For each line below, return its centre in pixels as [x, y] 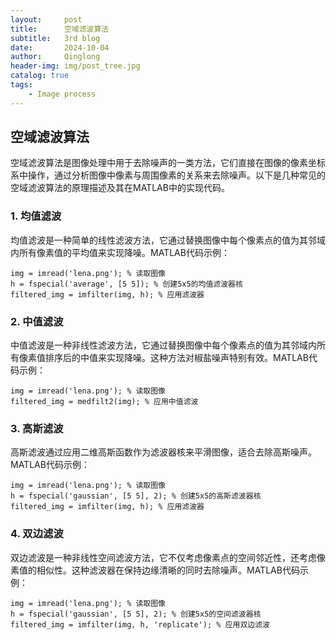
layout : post [46, 19]
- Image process [62, 94]
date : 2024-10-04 [60, 47]
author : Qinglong [55, 57]
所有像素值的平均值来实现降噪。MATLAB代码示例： [124, 252]
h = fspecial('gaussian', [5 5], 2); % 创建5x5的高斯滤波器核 [136, 496]
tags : [21, 85]
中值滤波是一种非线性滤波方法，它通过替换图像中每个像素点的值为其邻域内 [163, 345]
